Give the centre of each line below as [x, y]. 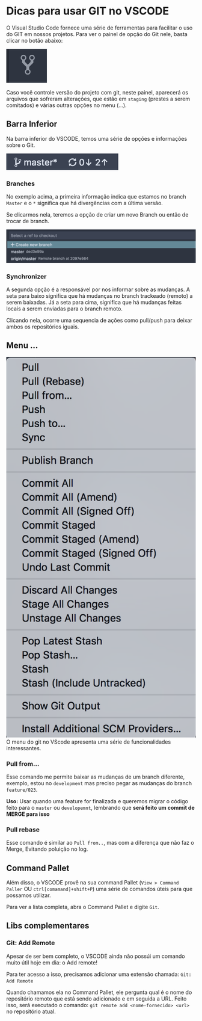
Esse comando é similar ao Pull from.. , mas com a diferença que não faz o [100, 843]
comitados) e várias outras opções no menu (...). [67, 105]
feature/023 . [22, 789]
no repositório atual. [31, 1011]
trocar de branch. [28, 221]
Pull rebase [23, 830]
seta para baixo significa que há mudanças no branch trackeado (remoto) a [99, 295]
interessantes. [24, 748]
